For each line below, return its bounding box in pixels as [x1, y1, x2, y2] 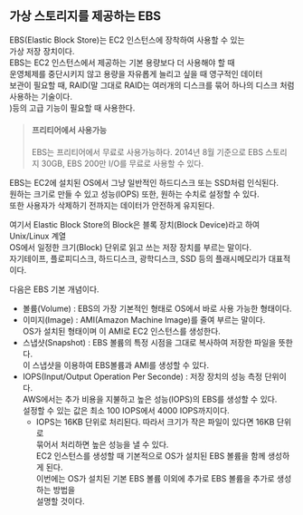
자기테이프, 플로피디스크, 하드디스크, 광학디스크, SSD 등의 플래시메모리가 [9, 253, 267, 265]
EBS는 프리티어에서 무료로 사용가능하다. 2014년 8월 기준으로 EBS [31, 147, 264, 158]
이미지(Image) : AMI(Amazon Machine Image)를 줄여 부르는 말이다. [22, 315, 266, 326]
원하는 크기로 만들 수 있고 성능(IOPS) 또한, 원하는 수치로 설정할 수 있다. [9, 189, 260, 199]
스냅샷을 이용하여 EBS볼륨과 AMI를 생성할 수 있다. [32, 360, 210, 371]
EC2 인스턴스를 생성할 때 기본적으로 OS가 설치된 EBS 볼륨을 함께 [35, 451, 266, 462]
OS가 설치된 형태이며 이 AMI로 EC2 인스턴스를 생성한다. [22, 326, 222, 337]
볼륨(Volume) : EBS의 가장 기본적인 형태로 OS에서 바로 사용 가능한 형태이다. [22, 303, 292, 315]
